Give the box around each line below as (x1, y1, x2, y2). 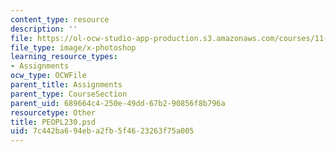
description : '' (10, 24, 78, 34)
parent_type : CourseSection (10, 89, 128, 99)
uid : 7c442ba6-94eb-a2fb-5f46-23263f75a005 (10, 126, 195, 136)
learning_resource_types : (10, 52, 118, 62)
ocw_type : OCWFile (10, 71, 87, 81)
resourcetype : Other (10, 107, 97, 118)
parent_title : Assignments (10, 80, 123, 90)
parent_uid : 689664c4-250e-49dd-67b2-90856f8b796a (10, 98, 226, 108)
